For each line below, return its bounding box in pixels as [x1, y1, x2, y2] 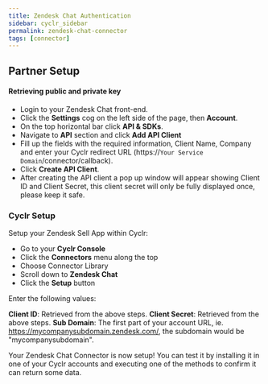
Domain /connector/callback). [19, 155, 113, 165]
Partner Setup [8, 64, 80, 77]
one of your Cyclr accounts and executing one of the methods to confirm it [8, 359, 257, 369]
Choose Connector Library [19, 261, 109, 270]
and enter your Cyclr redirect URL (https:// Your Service [19, 147, 204, 157]
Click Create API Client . [19, 164, 100, 174]
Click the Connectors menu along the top [19, 253, 159, 262]
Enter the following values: [8, 294, 97, 303]
